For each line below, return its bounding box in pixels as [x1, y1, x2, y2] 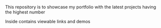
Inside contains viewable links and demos [5, 19, 90, 24]
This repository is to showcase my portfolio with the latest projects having [5, 4, 157, 10]
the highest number [5, 9, 46, 15]
